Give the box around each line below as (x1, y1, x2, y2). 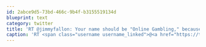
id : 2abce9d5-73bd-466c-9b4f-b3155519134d (6, 9, 116, 15)
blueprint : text (6, 15, 48, 21)
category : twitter (6, 20, 53, 26)
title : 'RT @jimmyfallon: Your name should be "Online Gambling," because (6, 26, 202, 32)
